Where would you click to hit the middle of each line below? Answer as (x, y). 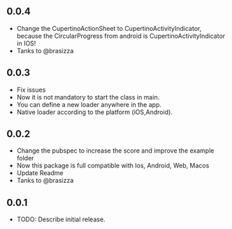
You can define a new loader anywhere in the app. (89, 104)
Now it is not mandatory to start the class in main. (88, 97)
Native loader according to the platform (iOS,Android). (94, 112)
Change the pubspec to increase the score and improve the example (115, 151)
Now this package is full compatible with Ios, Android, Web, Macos (113, 166)
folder (25, 158)
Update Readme (40, 173)
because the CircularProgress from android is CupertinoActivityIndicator (121, 36)
